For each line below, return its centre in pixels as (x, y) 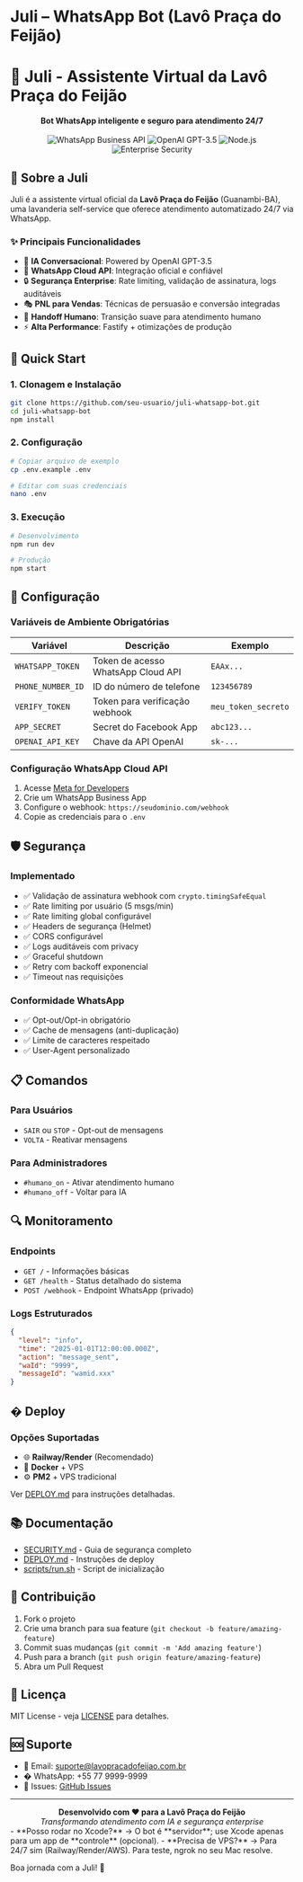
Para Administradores (59, 1163)
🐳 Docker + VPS (53, 1467)
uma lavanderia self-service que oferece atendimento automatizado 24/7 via (152, 209)
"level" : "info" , (51, 1340)
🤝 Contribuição (53, 1597)
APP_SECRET (38, 727)
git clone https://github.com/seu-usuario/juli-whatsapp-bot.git (135, 403)
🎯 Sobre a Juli (49, 178)
